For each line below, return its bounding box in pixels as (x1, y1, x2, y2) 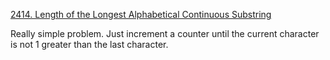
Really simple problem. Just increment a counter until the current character (10, 28, 320, 39)
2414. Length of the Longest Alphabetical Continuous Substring (10, 9, 272, 20)
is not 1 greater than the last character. (10, 39, 169, 50)
